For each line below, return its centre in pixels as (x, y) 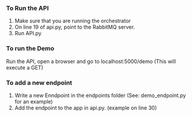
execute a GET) (25, 67)
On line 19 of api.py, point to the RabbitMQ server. (75, 27)
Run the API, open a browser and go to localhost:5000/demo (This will (91, 61)
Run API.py (28, 33)
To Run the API (27, 8)
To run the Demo (30, 49)
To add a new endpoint (39, 82)
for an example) (33, 101)
